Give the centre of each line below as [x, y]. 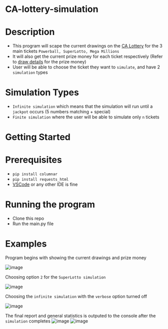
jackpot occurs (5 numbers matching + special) [61, 112]
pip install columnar [35, 174]
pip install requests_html [40, 180]
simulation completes [28, 321]
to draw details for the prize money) [49, 62]
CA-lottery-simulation [52, 9]
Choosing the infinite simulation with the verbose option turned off [76, 297]
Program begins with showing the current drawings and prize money [76, 258]
